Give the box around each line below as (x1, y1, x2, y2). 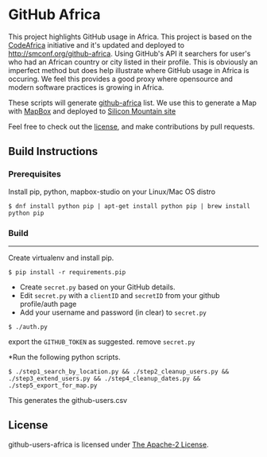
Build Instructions (8, 145, 99, 158)
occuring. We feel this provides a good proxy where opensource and (8, 74, 233, 83)
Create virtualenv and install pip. (8, 253, 114, 262)
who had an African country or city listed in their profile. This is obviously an (8, 57, 258, 67)
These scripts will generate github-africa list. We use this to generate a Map (8, 98, 257, 107)
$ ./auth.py (8, 323, 48, 331)
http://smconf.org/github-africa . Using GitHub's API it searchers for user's (8, 48, 251, 58)
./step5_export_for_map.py (8, 381, 98, 389)
